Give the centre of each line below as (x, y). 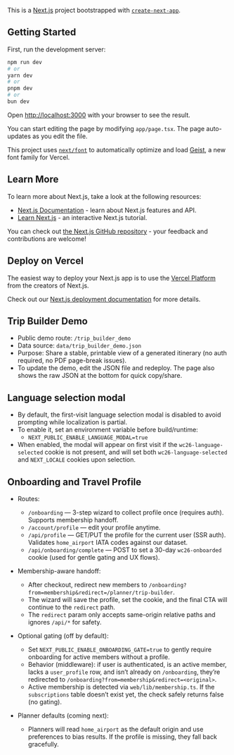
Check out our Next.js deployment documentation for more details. (104, 299)
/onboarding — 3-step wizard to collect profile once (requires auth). (126, 512)
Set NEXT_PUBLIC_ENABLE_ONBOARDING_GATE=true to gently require (120, 649)
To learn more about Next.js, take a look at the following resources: (104, 196)
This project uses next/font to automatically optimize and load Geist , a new (117, 149)
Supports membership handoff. (73, 520)
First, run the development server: (57, 49)
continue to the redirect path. (72, 607)
